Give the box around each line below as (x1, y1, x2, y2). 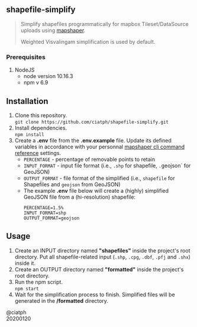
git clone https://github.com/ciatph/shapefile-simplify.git (14, 119, 169, 125)
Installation (6, 96, 49, 106)
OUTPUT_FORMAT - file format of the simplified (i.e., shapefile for (23, 174, 175, 182)
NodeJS (14, 66, 35, 73)
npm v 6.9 (23, 79, 49, 86)
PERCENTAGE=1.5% (23, 205, 64, 211)
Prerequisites (6, 53, 46, 61)
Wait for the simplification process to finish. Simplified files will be (14, 291, 176, 298)
